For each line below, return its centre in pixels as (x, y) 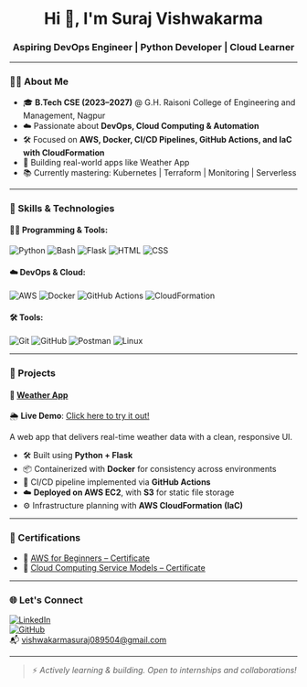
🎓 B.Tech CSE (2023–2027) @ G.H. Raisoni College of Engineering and (159, 102)
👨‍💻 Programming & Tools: (58, 230)
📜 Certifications (45, 538)
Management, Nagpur (64, 115)
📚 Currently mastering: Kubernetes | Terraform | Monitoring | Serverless (159, 172)
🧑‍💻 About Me (39, 81)
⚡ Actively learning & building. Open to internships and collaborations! (164, 671)
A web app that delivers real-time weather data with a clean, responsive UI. (151, 437)
